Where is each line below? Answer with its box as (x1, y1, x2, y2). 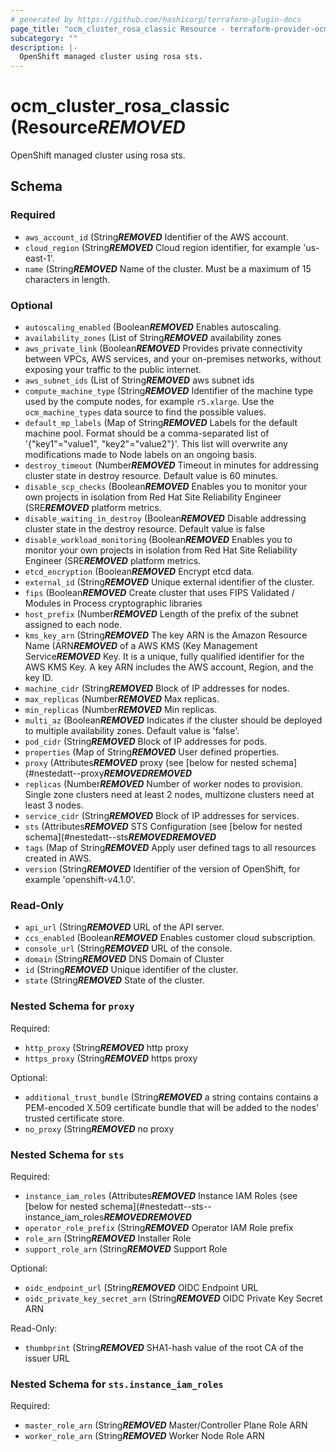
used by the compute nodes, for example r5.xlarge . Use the (24, 396, 275, 408)
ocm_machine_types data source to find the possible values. (24, 406, 267, 418)
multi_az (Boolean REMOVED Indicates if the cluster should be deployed (24, 714, 323, 726)
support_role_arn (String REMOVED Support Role (24, 1242, 228, 1255)
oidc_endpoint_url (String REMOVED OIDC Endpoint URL (24, 1281, 259, 1293)
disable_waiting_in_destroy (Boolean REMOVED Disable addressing (24, 512, 307, 525)
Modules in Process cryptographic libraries (24, 597, 203, 610)
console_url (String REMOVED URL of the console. (24, 942, 233, 955)
